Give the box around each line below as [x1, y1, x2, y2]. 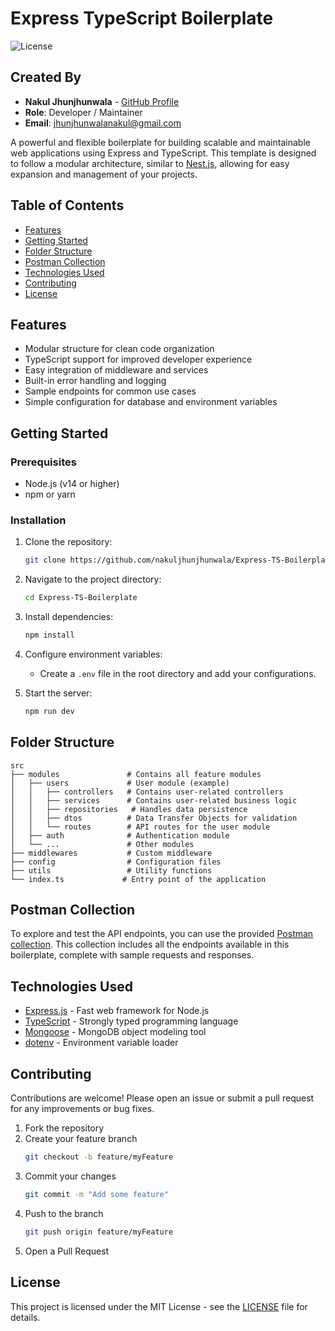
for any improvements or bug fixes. [10, 1103, 155, 1115]
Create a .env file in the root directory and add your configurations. [39, 667, 317, 679]
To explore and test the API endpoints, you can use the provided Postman [10, 928, 314, 940]
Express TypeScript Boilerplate [10, 7, 274, 30]
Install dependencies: [24, 611, 114, 623]
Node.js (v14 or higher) [24, 478, 120, 490]
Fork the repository [24, 1122, 105, 1134]
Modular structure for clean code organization [24, 343, 215, 355]
